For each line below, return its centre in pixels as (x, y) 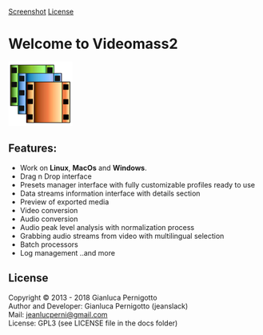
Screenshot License (41, 12)
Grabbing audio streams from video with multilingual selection (122, 236)
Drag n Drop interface (56, 176)
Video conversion (49, 210)
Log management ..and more (68, 252)
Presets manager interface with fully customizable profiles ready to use (137, 184)
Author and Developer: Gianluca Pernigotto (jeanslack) (98, 306)
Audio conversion (49, 219)
